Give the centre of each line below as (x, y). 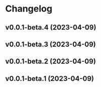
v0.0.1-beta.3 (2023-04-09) (50, 44)
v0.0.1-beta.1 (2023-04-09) (50, 78)
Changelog (29, 9)
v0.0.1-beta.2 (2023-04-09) (50, 62)
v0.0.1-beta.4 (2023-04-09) (51, 27)
